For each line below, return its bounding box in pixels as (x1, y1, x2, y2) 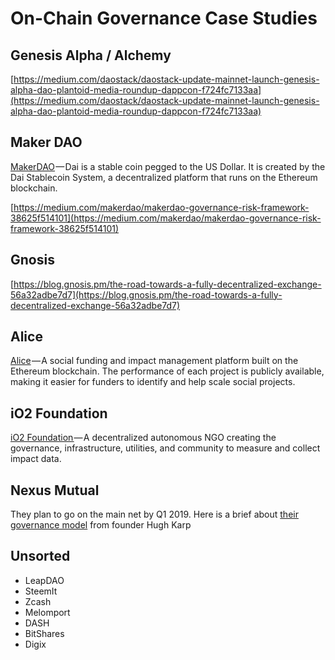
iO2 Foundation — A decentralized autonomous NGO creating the (10, 432, 277, 444)
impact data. (10, 453, 62, 465)
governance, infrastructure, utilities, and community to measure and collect (10, 442, 321, 454)
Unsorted (10, 548, 71, 565)
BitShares (24, 627, 65, 639)
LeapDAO (24, 574, 65, 586)
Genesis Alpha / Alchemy (10, 47, 172, 64)
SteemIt (24, 585, 58, 597)
